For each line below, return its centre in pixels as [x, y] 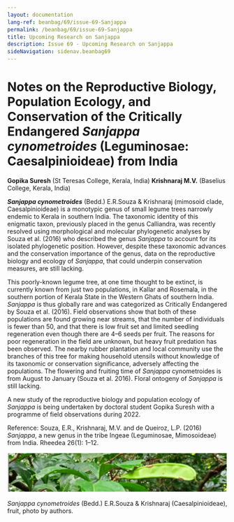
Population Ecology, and [79, 102]
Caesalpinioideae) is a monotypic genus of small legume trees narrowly [110, 209]
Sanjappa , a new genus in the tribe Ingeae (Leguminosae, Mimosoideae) [112, 435]
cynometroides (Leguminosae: [98, 146]
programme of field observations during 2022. [74, 414]
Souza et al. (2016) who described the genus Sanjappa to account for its [112, 238]
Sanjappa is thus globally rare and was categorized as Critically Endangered [117, 304]
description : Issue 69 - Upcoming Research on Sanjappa [90, 44]
